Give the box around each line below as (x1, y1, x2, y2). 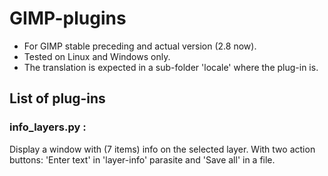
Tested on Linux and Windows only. (23, 50, 171, 62)
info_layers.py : (9, 120, 87, 134)
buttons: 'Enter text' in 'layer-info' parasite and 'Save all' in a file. (9, 153, 276, 166)
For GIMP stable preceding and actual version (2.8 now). (23, 40, 257, 52)
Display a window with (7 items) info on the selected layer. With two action (9, 143, 316, 155)
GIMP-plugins (9, 7, 127, 30)
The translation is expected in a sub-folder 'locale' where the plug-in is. (23, 61, 319, 73)
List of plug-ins (9, 90, 106, 107)
